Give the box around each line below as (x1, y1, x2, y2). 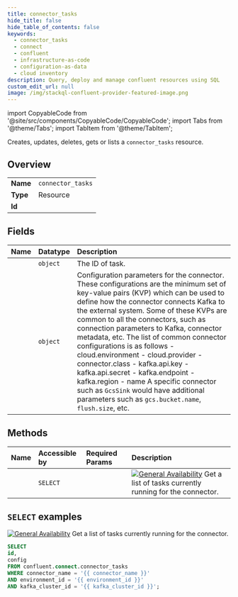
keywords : (7, 30, 37, 38)
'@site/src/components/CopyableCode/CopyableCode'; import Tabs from (7, 116, 223, 125)
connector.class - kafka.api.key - (76, 359, 189, 369)
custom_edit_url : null (7, 83, 74, 90)
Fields (7, 225, 35, 238)
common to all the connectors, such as (76, 314, 206, 324)
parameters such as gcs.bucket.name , (76, 394, 202, 404)
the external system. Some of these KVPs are (76, 306, 227, 316)
